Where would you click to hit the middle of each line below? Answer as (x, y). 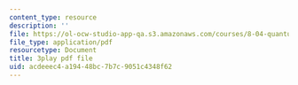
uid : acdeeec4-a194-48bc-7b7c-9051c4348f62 (91, 67)
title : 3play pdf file (51, 58)
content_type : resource (53, 17)
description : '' (39, 26)
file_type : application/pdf (61, 42)
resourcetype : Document (53, 50)
